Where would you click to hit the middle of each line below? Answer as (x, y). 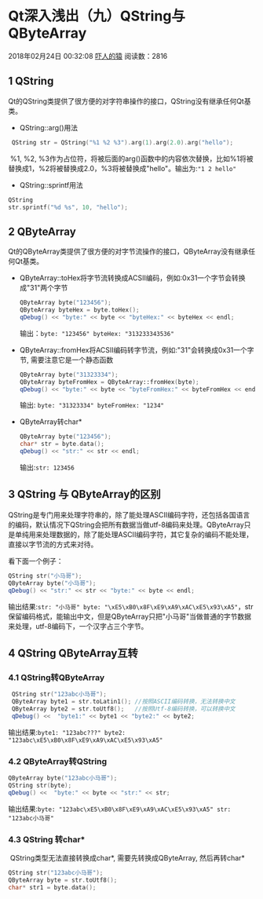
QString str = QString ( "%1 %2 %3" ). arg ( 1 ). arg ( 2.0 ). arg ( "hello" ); (122, 142)
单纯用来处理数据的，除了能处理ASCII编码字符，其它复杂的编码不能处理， (134, 534)
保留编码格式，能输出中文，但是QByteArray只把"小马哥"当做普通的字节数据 (130, 616)
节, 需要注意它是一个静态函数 (66, 360)
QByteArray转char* (51, 422)
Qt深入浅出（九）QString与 (97, 16)
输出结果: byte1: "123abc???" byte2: (67, 732)
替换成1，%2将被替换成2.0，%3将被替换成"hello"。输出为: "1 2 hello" (122, 168)
